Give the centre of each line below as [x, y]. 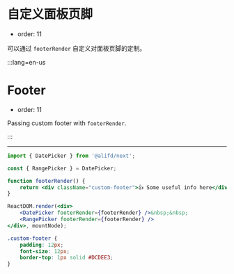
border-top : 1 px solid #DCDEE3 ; [67, 258]
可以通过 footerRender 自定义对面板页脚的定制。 [77, 48]
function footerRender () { [46, 181]
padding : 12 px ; [42, 245]
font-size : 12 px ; [45, 251]
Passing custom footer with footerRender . [67, 123]
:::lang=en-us [27, 62]
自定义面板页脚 [50, 14]
